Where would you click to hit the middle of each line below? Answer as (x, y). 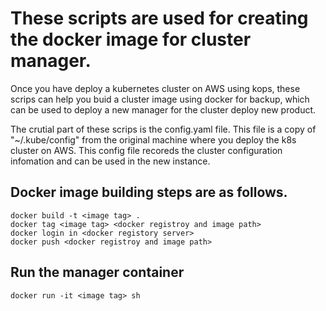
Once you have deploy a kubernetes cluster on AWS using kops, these (155, 88)
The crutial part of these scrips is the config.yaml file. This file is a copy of (163, 129)
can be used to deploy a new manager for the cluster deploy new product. (163, 109)
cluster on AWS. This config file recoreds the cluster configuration (146, 150)
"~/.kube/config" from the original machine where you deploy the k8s (153, 139)
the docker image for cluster (131, 39)
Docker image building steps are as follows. (149, 192)
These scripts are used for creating (159, 18)
